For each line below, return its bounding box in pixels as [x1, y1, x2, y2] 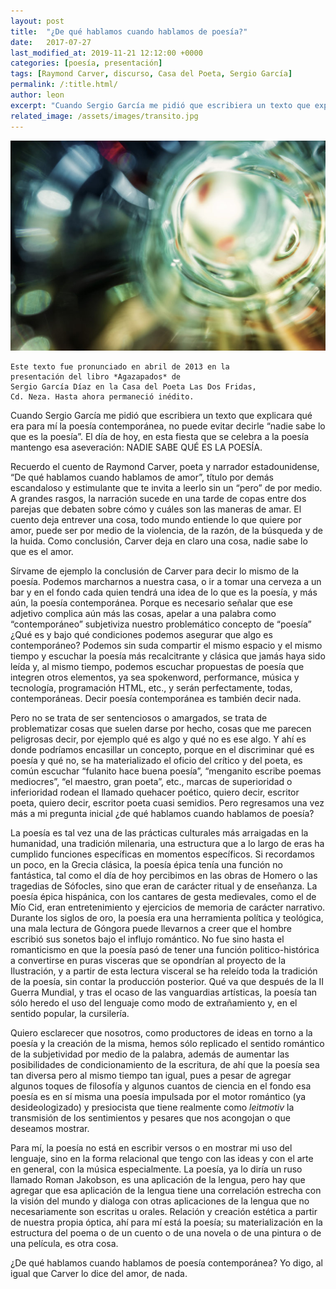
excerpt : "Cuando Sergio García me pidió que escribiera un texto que [10, 100, 311, 110]
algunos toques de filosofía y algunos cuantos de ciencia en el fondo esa [10, 1080, 312, 1092]
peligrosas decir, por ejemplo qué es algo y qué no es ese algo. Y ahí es [10, 733, 307, 745]
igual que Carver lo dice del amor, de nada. [10, 1267, 188, 1279]
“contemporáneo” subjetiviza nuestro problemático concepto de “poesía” [10, 618, 312, 630]
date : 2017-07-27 [10, 37, 92, 47]
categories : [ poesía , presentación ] [10, 58, 163, 69]
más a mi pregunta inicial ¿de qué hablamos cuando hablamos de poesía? [10, 807, 315, 819]
